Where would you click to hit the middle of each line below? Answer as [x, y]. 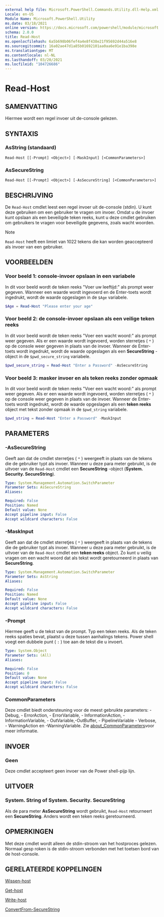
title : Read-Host [23, 37]
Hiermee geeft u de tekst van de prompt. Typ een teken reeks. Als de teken [81, 631]
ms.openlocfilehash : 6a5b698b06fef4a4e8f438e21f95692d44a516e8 [71, 42]
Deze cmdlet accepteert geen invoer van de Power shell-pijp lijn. [70, 771]
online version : [22, 28]
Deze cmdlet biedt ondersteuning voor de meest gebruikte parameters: [77, 710]
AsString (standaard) [31, 147]
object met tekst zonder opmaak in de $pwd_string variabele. [67, 409]
